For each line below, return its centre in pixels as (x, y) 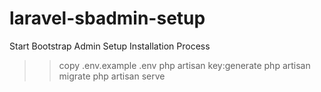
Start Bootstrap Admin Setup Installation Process (110, 46)
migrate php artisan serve (112, 76)
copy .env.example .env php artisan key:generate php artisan (184, 65)
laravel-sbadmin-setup (107, 18)
